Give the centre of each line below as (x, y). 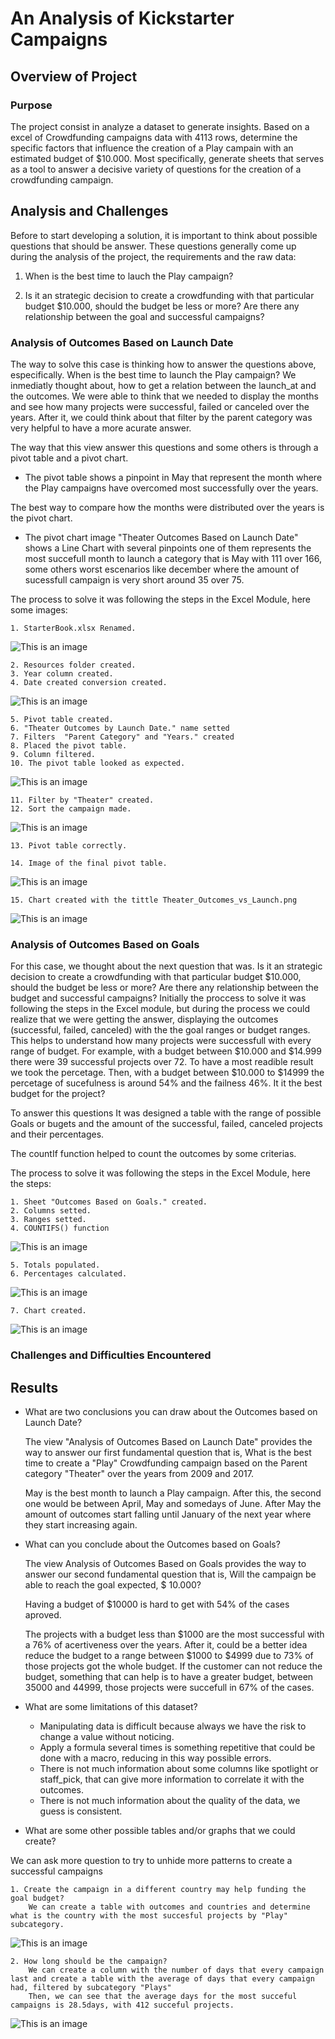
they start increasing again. (81, 1525)
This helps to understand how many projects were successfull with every (161, 1041)
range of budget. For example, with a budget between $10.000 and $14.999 (166, 1051)
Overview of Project (74, 76)
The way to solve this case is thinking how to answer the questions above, (163, 364)
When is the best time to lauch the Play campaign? (129, 276)
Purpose (31, 105)
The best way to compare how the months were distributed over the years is (167, 507)
